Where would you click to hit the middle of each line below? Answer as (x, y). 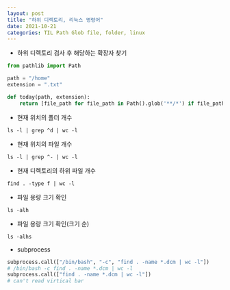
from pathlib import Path (44, 66)
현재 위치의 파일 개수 (44, 144)
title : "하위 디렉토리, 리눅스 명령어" (55, 20)
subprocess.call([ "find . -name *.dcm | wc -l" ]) (79, 275)
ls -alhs (20, 237)
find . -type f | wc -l (41, 183)
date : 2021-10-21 (32, 26)
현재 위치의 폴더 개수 (44, 117)
